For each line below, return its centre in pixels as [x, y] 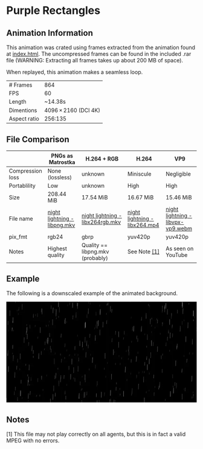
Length [18, 102]
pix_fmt [18, 236]
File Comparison [38, 139]
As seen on [180, 248]
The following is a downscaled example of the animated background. [92, 293]
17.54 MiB [95, 197]
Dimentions [23, 110]
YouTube [177, 254]
